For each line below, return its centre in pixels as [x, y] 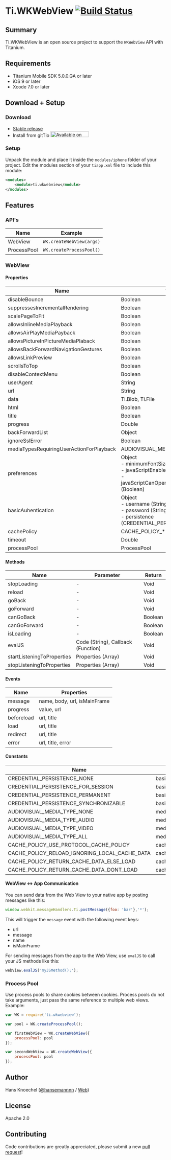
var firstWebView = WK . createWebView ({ [48, 1033]
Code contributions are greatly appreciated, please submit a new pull [78, 1146]
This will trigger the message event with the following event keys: [72, 919]
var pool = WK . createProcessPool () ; [44, 1024]
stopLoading [23, 584]
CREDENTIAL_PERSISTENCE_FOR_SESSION [61, 786]
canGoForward [26, 625]
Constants [17, 756]
